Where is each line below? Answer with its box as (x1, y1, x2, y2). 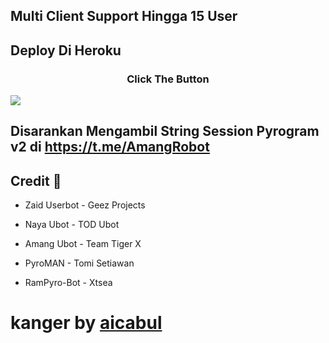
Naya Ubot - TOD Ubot (24, 219, 120, 231)
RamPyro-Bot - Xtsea (24, 277, 113, 289)
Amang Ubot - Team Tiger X (24, 238, 142, 250)
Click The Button (126, 72, 210, 86)
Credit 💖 (10, 172, 62, 189)
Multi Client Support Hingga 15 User (10, 8, 238, 25)
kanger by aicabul (10, 312, 163, 334)
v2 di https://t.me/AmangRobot (10, 139, 210, 156)
